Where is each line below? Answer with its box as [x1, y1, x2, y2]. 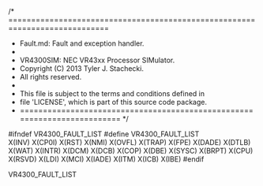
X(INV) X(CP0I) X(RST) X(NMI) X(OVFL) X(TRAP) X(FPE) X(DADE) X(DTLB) [8, 138, 251, 147]
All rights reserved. [19, 73, 82, 81]
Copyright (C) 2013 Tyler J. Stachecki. [19, 64, 145, 73]
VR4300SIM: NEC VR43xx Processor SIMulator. [19, 55, 175, 65]
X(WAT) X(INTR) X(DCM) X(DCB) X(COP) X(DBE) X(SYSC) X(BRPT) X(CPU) [8, 146, 254, 155]
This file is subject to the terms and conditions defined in [19, 89, 205, 98]
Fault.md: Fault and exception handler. [19, 39, 145, 48]
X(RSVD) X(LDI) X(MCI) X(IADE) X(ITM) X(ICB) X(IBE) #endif [8, 154, 205, 164]
